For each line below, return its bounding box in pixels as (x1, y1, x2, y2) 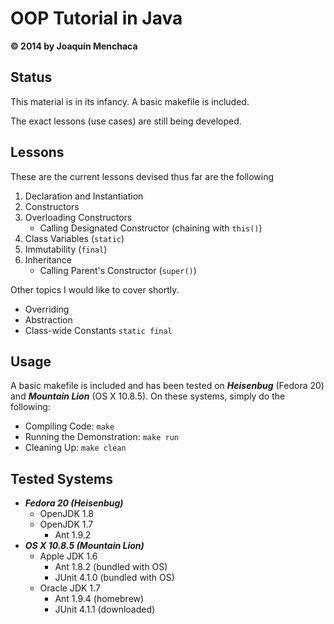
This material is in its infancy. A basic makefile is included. (10, 95, 250, 107)
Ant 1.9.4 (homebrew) (54, 593, 145, 605)
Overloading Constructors (24, 211, 133, 223)
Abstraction (24, 313, 73, 326)
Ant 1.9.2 (54, 529, 92, 541)
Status (10, 69, 53, 86)
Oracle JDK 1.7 (39, 582, 101, 594)
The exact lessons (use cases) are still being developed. (10, 115, 242, 127)
